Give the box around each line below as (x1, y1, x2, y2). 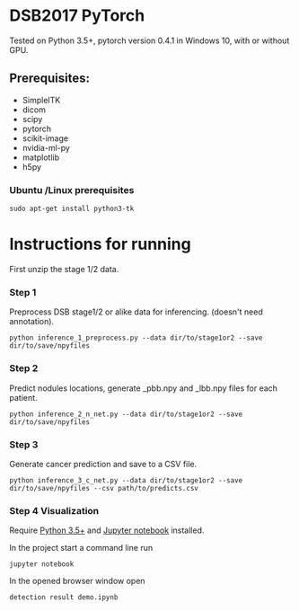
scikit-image (22, 132, 69, 144)
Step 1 (9, 286, 37, 298)
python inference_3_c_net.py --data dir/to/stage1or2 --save (9, 475, 243, 485)
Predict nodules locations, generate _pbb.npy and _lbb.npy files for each (9, 383, 278, 394)
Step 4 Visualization (9, 504, 100, 517)
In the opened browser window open (9, 576, 145, 587)
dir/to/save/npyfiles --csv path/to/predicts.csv (9, 483, 199, 492)
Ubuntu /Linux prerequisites (9, 183, 135, 196)
